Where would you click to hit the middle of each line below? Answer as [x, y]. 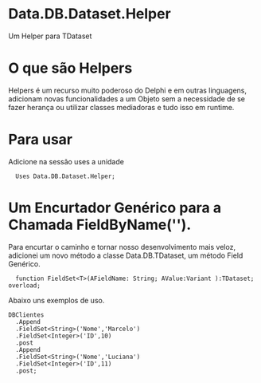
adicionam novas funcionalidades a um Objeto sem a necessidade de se [127, 99]
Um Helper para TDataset [50, 36]
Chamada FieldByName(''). [100, 225]
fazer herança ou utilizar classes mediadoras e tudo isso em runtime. [121, 107]
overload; [25, 285]
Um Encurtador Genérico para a [115, 207]
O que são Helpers [70, 68]
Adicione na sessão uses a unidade [66, 161]
